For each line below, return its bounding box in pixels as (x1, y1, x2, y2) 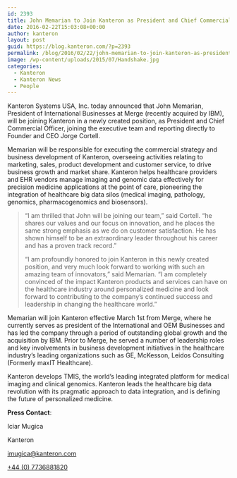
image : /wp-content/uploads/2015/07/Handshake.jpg (7, 56, 159, 63)
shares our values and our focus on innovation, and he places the (24, 219, 215, 228)
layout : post (7, 37, 46, 44)
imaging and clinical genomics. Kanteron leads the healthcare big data (7, 380, 212, 388)
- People (13, 82, 39, 90)
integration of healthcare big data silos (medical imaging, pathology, (7, 190, 205, 199)
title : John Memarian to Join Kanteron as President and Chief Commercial (7, 17, 232, 24)
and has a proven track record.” (24, 241, 117, 250)
